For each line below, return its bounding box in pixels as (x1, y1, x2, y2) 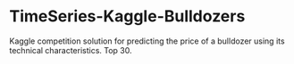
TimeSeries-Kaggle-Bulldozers (9, 6, 246, 27)
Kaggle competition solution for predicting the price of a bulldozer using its (9, 36, 285, 46)
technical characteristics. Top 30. (9, 44, 132, 55)
